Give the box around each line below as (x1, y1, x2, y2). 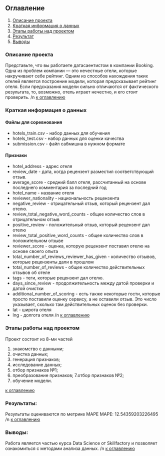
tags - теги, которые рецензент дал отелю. (12, 275, 104, 281)
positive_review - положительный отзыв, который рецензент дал (12, 222, 150, 228)
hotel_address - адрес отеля (12, 163, 72, 169)
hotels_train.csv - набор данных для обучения (12, 130, 110, 136)
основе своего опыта (12, 248, 58, 254)
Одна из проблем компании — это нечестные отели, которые (5, 67, 137, 74)
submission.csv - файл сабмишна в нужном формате (12, 141, 125, 147)
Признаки (5, 152, 27, 158)
